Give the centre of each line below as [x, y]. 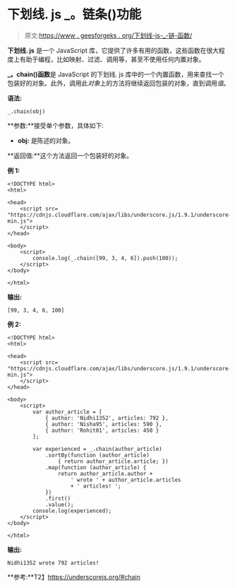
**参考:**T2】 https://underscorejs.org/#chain [74, 577]
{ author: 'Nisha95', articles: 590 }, [103, 424]
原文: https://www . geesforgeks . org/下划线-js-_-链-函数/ [108, 35]
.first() [58, 498]
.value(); [59, 505]
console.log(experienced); [72, 511]
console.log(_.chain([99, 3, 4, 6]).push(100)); [105, 258]
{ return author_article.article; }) [113, 461]
